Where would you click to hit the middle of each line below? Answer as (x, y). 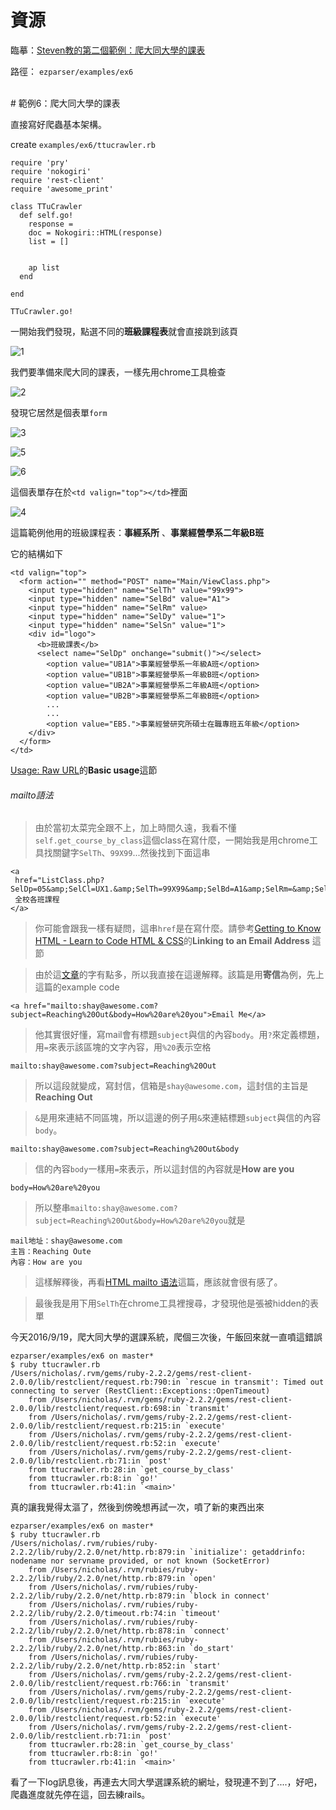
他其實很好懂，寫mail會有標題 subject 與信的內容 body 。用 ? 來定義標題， (179, 1035)
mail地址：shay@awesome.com (66, 1241)
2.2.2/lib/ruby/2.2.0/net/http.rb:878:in (98, 1631)
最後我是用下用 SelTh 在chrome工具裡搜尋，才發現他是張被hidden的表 (176, 1303)
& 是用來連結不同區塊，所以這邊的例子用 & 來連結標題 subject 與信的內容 (178, 1118)
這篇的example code (77, 987)
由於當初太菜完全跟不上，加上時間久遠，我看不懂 (135, 828)
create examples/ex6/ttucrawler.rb (83, 144)
